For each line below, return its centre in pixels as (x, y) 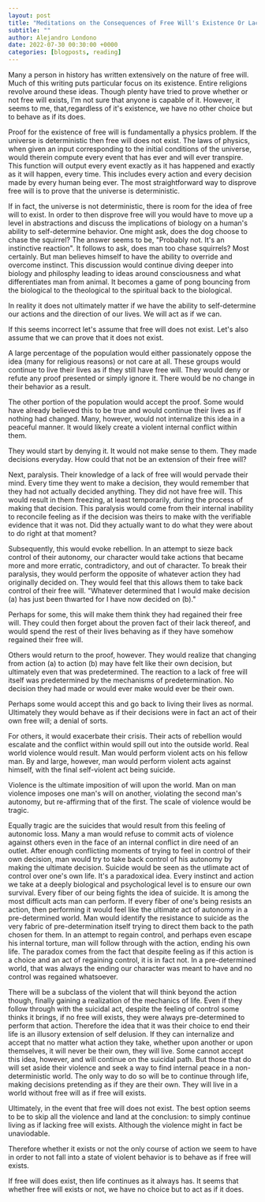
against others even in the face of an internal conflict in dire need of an (123, 842)
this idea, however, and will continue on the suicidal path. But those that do (130, 1059)
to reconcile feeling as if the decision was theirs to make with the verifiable (130, 516)
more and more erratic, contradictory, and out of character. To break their (127, 565)
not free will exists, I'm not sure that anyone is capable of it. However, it (124, 100)
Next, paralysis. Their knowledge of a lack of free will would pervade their (128, 474)
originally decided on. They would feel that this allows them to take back (125, 582)
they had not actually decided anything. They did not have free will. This (125, 491)
